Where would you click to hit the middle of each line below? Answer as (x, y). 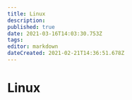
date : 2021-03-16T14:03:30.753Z (55, 33)
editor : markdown (33, 46)
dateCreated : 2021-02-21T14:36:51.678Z (66, 54)
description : (26, 20)
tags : (15, 40)
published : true (31, 27)
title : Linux (26, 14)
